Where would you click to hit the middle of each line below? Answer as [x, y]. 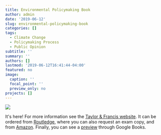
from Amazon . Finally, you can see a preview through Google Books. [76, 127]
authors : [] [17, 61]
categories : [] [21, 28]
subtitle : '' [19, 51]
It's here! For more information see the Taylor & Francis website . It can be [81, 117]
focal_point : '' [26, 84]
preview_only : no [28, 88]
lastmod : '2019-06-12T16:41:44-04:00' [45, 65]
